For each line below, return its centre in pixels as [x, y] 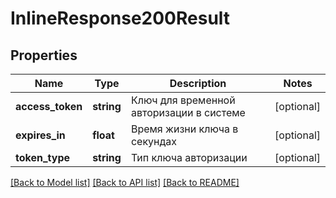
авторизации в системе [188, 112]
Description [198, 83]
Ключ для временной [183, 100]
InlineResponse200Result [120, 18]
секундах [154, 141]
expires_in [40, 135]
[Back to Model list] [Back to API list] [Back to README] [125, 182]
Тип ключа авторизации [189, 157]
